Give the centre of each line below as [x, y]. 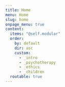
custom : [23, 53]
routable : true [26, 77]
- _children [31, 72]
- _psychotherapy [37, 62]
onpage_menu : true [25, 24]
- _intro [28, 58]
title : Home [18, 10]
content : [15, 29]
